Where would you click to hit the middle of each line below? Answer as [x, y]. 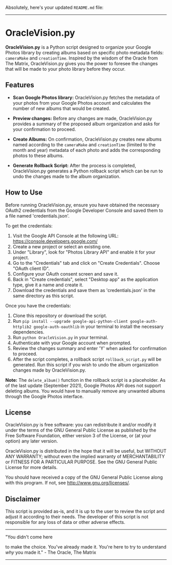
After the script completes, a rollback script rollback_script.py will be [87, 359]
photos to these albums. [38, 155]
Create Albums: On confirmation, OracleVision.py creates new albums [87, 139]
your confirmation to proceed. [44, 129]
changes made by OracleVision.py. [49, 370]
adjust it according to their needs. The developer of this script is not [77, 517]
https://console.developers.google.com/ [55, 241]
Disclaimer [23, 499]
